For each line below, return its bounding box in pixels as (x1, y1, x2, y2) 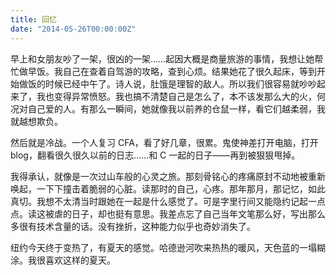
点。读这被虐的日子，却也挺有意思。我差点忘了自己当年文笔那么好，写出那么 (10, 207, 326, 220)
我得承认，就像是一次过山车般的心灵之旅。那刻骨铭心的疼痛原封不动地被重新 (10, 170, 326, 182)
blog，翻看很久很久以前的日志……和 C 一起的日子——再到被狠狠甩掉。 (10, 149, 301, 161)
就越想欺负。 (10, 115, 63, 127)
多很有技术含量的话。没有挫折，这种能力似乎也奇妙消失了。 (10, 220, 256, 232)
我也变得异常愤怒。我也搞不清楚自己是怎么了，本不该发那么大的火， (36, 90, 317, 102)
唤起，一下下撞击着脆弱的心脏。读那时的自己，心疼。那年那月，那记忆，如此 (10, 182, 326, 195)
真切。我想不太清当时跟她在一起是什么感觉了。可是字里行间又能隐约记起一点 (10, 195, 326, 207)
